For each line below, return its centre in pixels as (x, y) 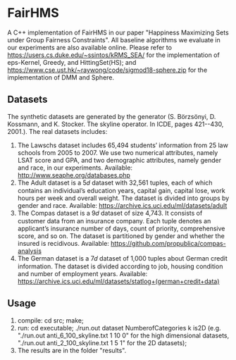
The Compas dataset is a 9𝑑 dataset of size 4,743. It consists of (110, 213)
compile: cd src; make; (50, 320)
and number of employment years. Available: (82, 273)
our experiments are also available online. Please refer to (90, 47)
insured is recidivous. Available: (63, 243)
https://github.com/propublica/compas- (168, 243)
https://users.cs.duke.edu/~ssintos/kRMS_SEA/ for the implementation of (113, 55)
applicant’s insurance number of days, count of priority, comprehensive (121, 228)
